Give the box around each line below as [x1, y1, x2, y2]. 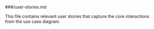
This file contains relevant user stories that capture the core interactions [5, 14, 150, 19]
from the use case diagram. [5, 19, 60, 24]
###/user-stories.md [5, 4, 47, 10]
